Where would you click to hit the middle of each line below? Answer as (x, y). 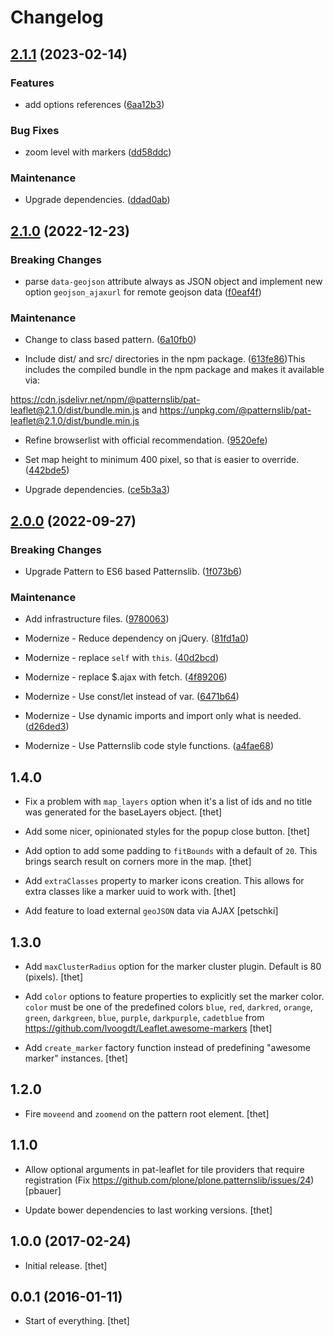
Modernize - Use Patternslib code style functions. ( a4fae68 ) (149, 746)
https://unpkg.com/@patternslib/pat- (235, 410)
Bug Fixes (35, 130)
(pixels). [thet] (54, 977)
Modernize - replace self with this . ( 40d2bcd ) (122, 658)
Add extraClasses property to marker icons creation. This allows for (164, 881)
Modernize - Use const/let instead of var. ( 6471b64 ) (132, 697)
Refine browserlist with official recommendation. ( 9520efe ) (146, 440)
